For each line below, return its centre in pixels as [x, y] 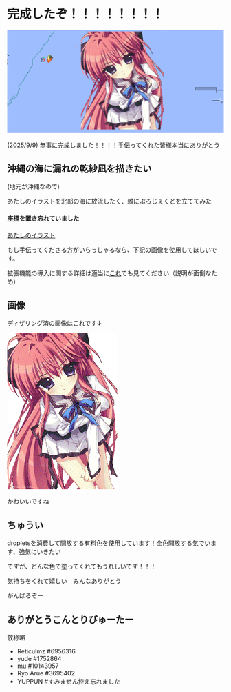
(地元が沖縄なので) [34, 186]
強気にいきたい [40, 552]
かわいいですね [28, 502]
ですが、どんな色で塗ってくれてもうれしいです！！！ [82, 566]
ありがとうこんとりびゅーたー [70, 619]
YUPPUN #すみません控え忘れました [68, 682]
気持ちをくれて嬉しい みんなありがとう [64, 581]
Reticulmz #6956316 [46, 651]
